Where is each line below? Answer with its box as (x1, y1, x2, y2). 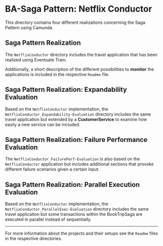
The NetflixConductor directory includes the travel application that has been (5, 52, 158, 57)
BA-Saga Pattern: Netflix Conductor (5, 3, 152, 15)
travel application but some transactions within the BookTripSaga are (5, 211, 143, 217)
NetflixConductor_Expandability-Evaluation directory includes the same (5, 111, 151, 117)
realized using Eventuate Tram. (5, 57, 67, 63)
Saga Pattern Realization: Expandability (5, 86, 127, 94)
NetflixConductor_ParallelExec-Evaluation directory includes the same (5, 206, 149, 212)
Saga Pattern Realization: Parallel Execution (5, 180, 140, 189)
